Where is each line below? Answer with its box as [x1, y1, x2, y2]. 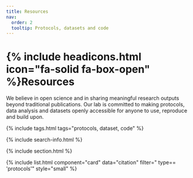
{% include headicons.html [6, 51, 142, 63]
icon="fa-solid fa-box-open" [6, 63, 151, 76]
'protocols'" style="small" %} [6, 165, 77, 172]
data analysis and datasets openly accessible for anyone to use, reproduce [6, 107, 188, 115]
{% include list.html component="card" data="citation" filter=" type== [6, 159, 176, 166]
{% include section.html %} [6, 147, 73, 155]
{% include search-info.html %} [6, 136, 83, 143]
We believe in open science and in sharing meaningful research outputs [6, 95, 180, 102]
